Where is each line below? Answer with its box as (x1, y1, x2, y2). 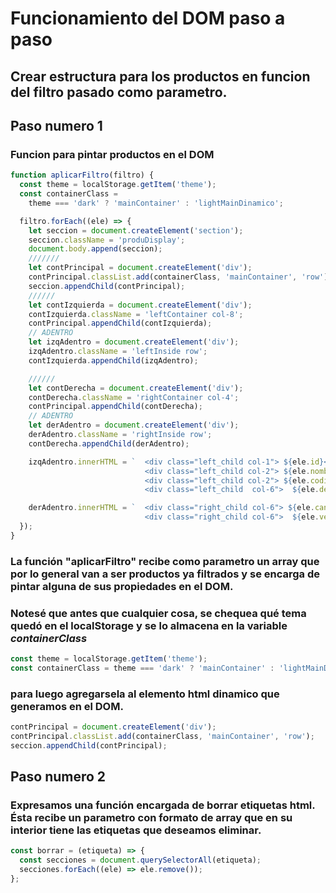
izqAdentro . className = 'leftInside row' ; (28, 347, 208, 357)
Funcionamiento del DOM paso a (10, 7, 286, 30)
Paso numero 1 (10, 117, 103, 134)
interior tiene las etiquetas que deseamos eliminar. (10, 823, 262, 837)
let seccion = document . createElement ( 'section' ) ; (28, 225, 244, 236)
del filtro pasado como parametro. (10, 83, 228, 101)
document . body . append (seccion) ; (28, 244, 163, 254)
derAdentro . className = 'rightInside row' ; (28, 430, 213, 440)
